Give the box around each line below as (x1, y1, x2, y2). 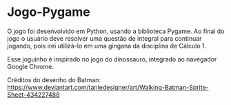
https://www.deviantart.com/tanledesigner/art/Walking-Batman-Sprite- (7, 83, 209, 91)
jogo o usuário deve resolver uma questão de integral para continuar (7, 34, 202, 42)
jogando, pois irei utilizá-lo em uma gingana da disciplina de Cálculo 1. (7, 41, 207, 50)
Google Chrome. (7, 62, 54, 70)
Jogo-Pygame (7, 4, 91, 20)
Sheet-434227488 (7, 90, 60, 99)
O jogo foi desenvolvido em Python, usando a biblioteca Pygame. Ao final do (7, 27, 225, 35)
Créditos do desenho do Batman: (7, 75, 101, 84)
